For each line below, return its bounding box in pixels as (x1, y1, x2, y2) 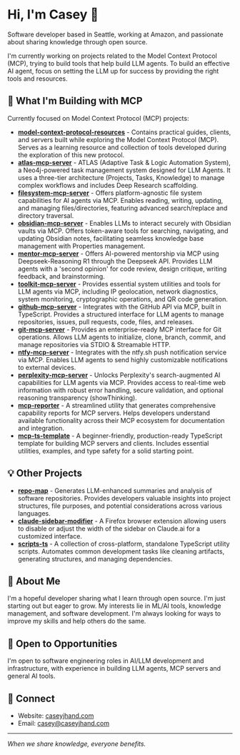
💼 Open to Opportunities (7, 637, 118, 649)
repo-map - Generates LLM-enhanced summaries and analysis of (17, 486, 213, 495)
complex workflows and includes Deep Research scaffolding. (17, 181, 199, 189)
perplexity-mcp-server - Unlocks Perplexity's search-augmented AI (17, 371, 221, 379)
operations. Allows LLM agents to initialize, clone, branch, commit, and (17, 332, 226, 341)
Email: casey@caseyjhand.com (17, 719, 109, 727)
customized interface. (17, 531, 82, 540)
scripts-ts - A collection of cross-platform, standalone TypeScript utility (17, 539, 230, 548)
